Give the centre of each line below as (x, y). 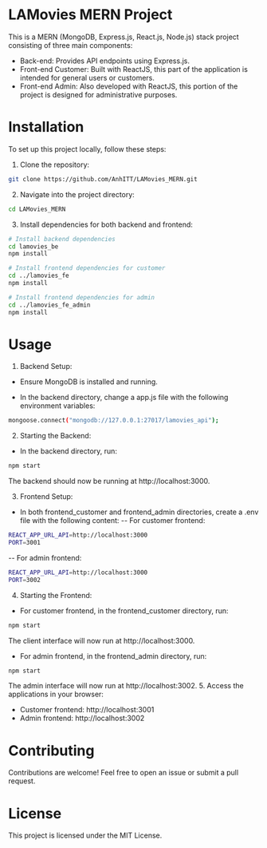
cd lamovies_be (33, 246)
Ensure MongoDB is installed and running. (88, 382)
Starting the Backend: (55, 436)
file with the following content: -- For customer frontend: (112, 521)
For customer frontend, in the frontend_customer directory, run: (124, 610)
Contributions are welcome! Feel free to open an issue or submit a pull (124, 773)
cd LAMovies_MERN (37, 209)
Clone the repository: (55, 164)
